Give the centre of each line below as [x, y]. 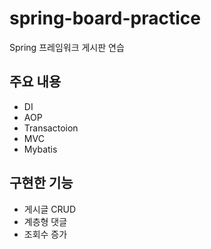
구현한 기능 [41, 183]
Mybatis [40, 149]
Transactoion [51, 128]
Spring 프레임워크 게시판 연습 [67, 47]
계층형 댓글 [45, 221]
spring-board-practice [105, 18]
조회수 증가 [45, 234]
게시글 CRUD [50, 209]
